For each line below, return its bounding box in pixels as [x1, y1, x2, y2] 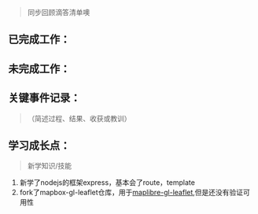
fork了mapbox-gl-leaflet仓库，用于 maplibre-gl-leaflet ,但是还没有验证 [19, 188, 244, 197]
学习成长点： [8, 138, 71, 152]
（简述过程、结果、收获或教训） [27, 113, 131, 123]
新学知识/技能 [27, 161, 72, 171]
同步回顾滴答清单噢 [27, 8, 90, 17]
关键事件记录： [8, 91, 81, 105]
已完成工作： [8, 33, 71, 46]
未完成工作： [8, 62, 71, 76]
